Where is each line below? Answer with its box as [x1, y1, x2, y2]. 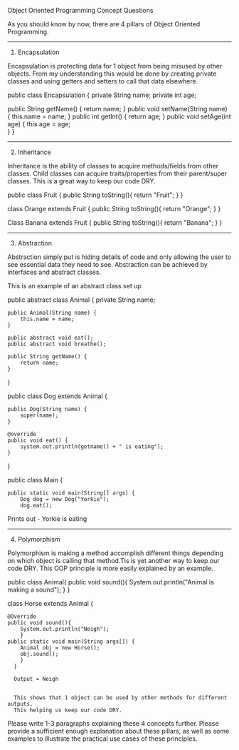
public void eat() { [7, 437, 69, 444]
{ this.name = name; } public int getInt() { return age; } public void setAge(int [7, 112, 231, 121]
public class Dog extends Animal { [7, 392, 108, 400]
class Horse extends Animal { [7, 599, 94, 607]
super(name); [20, 412, 59, 419]
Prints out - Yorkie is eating [7, 515, 87, 523]
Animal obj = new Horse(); [20, 644, 100, 652]
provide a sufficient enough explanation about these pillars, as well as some [7, 727, 230, 735]
